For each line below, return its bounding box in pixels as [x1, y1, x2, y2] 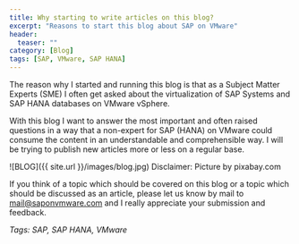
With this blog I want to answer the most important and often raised [9, 115, 258, 126]
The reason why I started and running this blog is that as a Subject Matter [9, 80, 280, 89]
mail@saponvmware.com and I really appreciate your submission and [9, 198, 266, 208]
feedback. [9, 207, 47, 217]
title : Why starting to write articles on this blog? [9, 13, 215, 22]
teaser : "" [17, 38, 58, 47]
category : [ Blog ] [9, 46, 74, 55]
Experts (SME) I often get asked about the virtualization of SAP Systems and [9, 88, 291, 99]
